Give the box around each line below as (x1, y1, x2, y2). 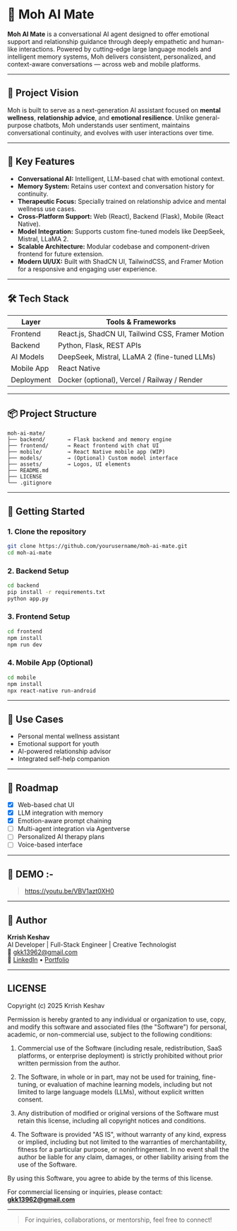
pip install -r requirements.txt (7, 588, 106, 595)
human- (201, 37, 224, 45)
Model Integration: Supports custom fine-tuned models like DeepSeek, (17, 227, 226, 236)
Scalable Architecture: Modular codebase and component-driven (17, 242, 210, 251)
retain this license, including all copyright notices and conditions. (17, 1116, 207, 1125)
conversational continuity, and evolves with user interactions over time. (7, 128, 214, 137)
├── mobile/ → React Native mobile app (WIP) (7, 449, 166, 456)
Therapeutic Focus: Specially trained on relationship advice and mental (17, 197, 227, 205)
